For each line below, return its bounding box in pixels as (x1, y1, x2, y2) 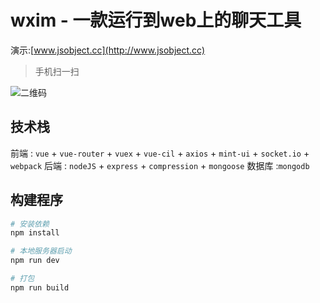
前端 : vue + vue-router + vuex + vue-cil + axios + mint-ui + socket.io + (10, 147, 310, 159)
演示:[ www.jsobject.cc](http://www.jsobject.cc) (10, 44, 206, 56)
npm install (10, 228, 60, 238)
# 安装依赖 (10, 219, 50, 229)
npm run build (10, 282, 70, 293)
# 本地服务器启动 (10, 246, 72, 256)
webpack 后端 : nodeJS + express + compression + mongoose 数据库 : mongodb (10, 159, 310, 171)
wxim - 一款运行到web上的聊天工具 (10, 9, 302, 32)
